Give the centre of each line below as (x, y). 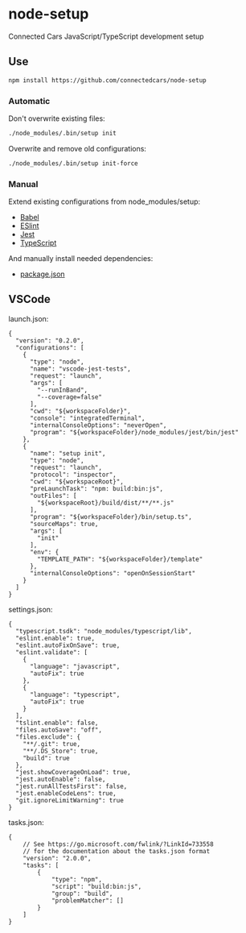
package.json (43, 274)
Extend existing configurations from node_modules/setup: (105, 201)
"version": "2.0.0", (57, 858)
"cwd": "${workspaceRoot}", (77, 481)
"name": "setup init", (68, 453)
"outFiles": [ (53, 496)
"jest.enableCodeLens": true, (66, 793)
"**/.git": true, (52, 744)
